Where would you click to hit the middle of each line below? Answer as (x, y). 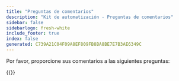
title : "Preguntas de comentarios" (50, 11)
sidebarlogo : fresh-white (38, 28)
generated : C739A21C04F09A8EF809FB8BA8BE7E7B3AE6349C (74, 45)
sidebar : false (25, 22)
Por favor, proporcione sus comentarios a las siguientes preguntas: (88, 61)
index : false (22, 39)
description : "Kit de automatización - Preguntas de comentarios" (90, 17)
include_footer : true (33, 33)
